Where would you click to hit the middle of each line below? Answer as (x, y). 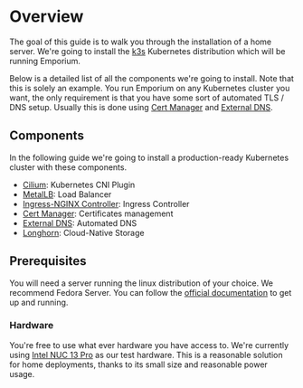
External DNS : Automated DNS (80, 222)
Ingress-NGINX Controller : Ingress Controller (106, 203)
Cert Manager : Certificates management (98, 213)
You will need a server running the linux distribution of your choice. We (142, 283)
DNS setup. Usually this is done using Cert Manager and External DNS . (141, 107)
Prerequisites (48, 261)
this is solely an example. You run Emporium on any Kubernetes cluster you (150, 88)
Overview (47, 17)
